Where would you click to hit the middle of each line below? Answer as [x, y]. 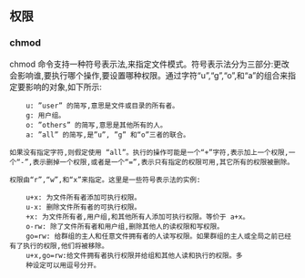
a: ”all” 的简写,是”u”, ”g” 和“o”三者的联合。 [108, 135]
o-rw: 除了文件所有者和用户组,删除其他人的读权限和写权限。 [125, 226]
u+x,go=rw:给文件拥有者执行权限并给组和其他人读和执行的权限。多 [134, 255]
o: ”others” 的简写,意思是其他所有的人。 [97, 125]
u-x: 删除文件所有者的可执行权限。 [83, 207]
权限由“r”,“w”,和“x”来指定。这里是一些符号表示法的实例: [105, 180]
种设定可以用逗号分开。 [63, 265]
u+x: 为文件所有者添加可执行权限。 [83, 197]
